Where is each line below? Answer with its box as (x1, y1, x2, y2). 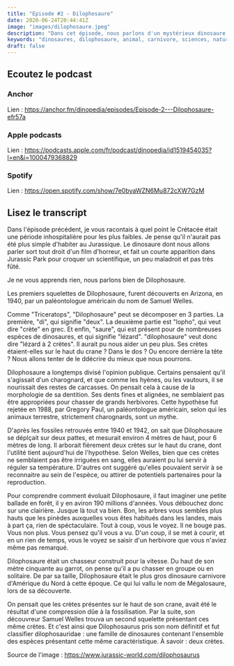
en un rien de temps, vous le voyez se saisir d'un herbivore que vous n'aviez (7, 536, 227, 545)
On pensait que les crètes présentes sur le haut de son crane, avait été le (7, 600, 217, 609)
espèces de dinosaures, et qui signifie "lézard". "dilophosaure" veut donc (7, 333, 218, 341)
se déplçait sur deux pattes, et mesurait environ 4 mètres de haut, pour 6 (7, 434, 217, 442)
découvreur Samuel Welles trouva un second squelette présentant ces (7, 615, 209, 623)
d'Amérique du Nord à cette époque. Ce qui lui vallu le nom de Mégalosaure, (7, 580, 226, 588)
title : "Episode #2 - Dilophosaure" (7, 10, 114, 17)
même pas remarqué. (7, 543, 69, 552)
